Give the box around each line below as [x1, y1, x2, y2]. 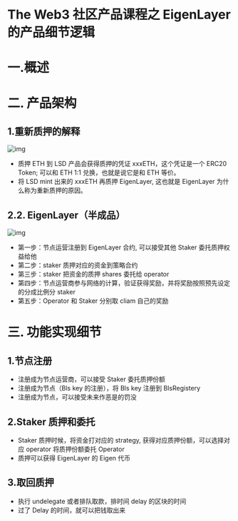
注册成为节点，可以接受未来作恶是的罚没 [17, 393, 137, 401]
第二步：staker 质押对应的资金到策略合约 [17, 261, 138, 269]
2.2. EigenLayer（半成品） [7, 209, 126, 221]
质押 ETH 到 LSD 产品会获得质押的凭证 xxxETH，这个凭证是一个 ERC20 [17, 160, 227, 168]
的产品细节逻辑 [7, 24, 95, 41]
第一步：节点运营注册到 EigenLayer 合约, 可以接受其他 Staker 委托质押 [17, 243, 224, 252]
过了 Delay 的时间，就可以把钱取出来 [17, 505, 126, 514]
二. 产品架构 [7, 95, 77, 111]
